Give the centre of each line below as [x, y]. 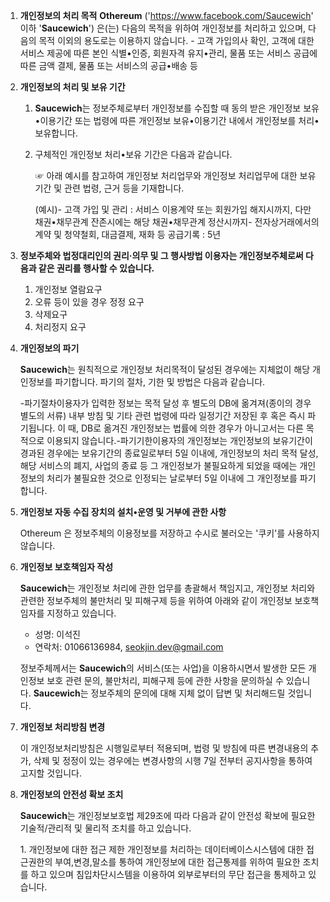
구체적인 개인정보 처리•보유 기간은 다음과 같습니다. [133, 154]
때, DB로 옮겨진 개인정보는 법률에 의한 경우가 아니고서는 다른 [186, 428]
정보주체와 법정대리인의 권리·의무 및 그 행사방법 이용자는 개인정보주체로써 [161, 255]
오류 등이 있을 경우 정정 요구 [89, 302]
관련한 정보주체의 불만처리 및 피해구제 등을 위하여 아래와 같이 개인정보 [156, 600]
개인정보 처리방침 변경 [62, 727]
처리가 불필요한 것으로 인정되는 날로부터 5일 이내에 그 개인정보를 [172, 478]
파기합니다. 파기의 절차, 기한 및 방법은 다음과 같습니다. [160, 382]
